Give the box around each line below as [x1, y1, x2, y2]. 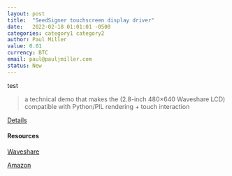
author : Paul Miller [7, 36, 68, 43]
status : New [7, 62, 42, 69]
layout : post [7, 10, 45, 17]
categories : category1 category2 [7, 29, 105, 37]
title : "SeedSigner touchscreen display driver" [7, 17, 155, 24]
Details [7, 116, 27, 124]
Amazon [7, 161, 31, 169]
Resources [7, 132, 40, 140]
